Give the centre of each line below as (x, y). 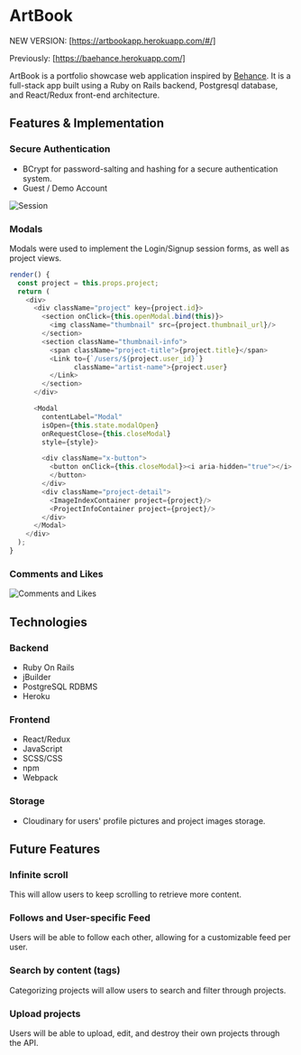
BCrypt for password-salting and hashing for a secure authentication (150, 169)
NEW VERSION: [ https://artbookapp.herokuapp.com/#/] (113, 41)
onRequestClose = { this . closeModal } (106, 434)
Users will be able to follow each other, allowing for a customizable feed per (150, 938)
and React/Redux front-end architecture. (85, 95)
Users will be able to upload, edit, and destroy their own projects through (145, 1033)
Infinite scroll (39, 874)
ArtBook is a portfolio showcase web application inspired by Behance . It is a (150, 75)
